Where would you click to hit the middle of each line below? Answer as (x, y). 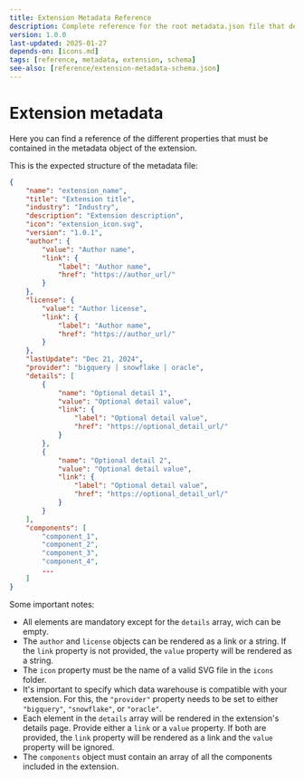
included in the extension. (71, 766)
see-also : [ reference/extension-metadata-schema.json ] (115, 69)
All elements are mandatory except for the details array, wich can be (152, 621)
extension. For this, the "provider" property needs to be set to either (150, 698)
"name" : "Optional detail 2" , (114, 460)
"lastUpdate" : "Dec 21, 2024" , (85, 359)
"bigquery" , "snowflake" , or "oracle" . (92, 708)
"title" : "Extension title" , (81, 199)
